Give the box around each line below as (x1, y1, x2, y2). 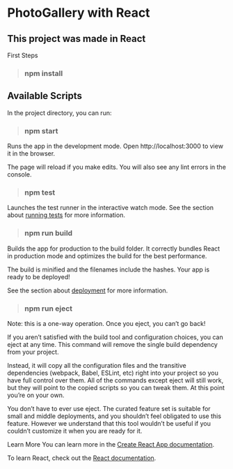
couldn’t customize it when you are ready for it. (7, 426, 143, 435)
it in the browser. (7, 149, 56, 158)
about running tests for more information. (7, 211, 125, 219)
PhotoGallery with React (7, 5, 151, 21)
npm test (24, 187, 56, 197)
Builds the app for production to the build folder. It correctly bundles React (7, 244, 220, 253)
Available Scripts (7, 90, 82, 102)
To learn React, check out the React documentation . (7, 454, 156, 462)
